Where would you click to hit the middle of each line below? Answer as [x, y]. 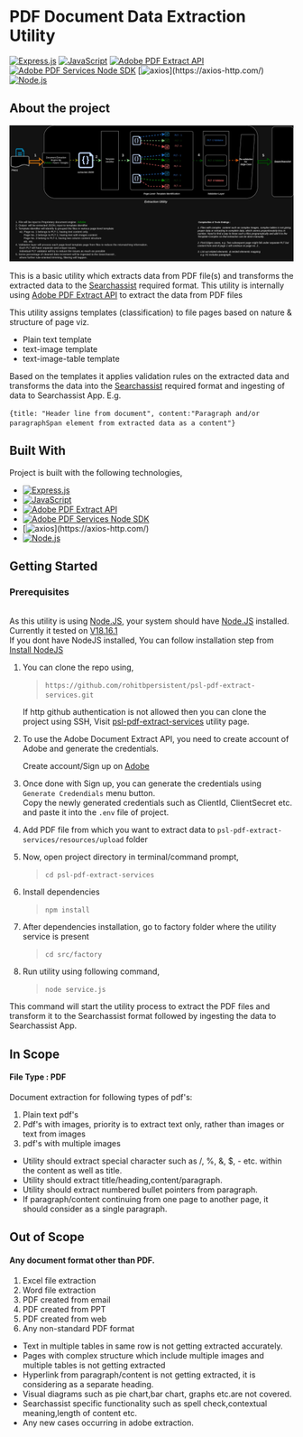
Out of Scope [47, 1237]
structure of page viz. [50, 321]
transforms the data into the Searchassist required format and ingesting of [147, 385]
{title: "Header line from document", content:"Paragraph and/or [134, 413]
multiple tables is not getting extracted [94, 1365]
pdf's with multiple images [72, 1144]
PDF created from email [66, 1299]
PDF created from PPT [64, 1309]
